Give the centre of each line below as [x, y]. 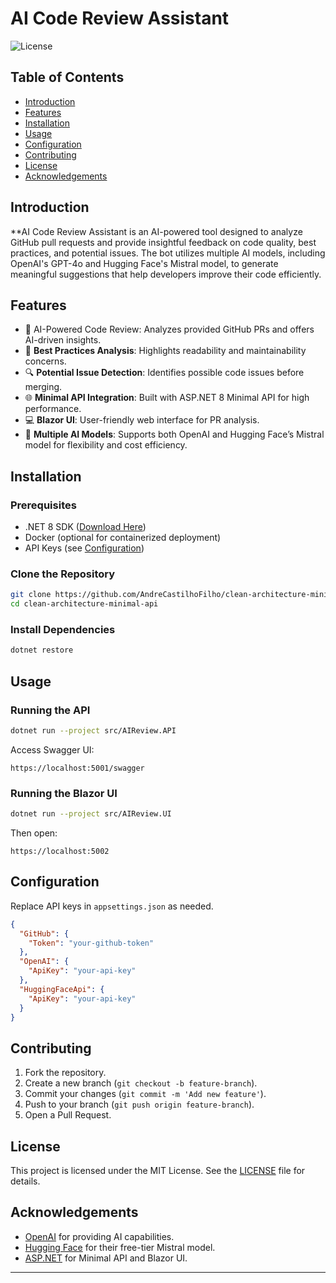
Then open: [34, 833]
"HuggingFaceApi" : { [62, 989]
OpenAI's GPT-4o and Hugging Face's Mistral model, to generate [144, 263]
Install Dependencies [63, 630]
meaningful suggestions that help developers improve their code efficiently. [166, 274]
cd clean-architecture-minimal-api [84, 604]
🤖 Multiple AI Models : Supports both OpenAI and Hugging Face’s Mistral [174, 434]
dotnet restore [42, 650]
